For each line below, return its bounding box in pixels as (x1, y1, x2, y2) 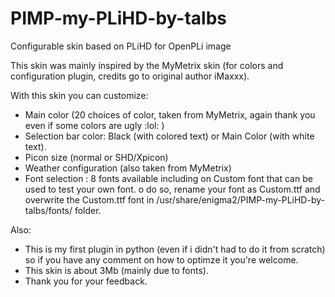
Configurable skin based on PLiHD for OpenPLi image (10, 40, 232, 52)
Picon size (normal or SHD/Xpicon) (24, 151, 169, 163)
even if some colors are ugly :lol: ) (24, 119, 165, 131)
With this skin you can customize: (10, 89, 149, 101)
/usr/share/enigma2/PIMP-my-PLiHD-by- (156, 193, 325, 206)
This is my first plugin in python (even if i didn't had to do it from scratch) (24, 243, 326, 255)
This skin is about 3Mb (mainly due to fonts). (24, 264, 209, 276)
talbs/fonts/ (24, 204, 73, 216)
